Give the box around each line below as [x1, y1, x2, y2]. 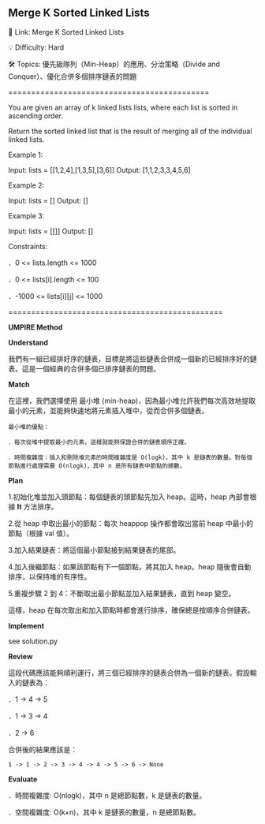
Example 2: [8, 181, 45, 190]
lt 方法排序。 [17, 501, 59, 511]
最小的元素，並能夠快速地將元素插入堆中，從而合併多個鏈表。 [8, 405, 209, 415]
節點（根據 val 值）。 [8, 528, 73, 538]
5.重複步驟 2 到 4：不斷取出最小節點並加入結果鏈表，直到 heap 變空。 [8, 588, 236, 598]
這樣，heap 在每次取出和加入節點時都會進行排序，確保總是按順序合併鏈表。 [8, 605, 255, 614]
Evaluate [8, 774, 38, 784]
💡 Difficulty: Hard [8, 43, 65, 52]
